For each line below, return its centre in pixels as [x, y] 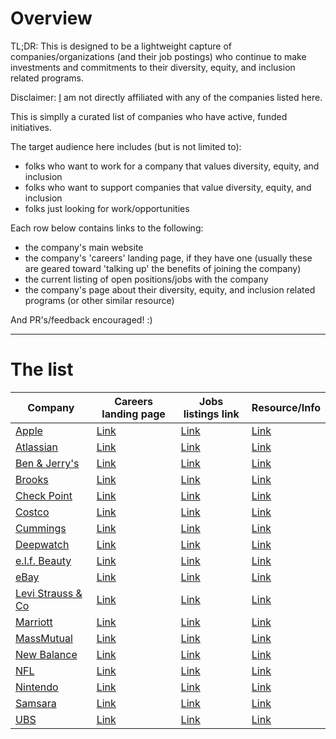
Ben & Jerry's [47, 463]
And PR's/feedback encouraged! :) [81, 319]
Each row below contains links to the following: [107, 228]
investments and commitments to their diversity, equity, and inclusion [153, 67]
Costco [32, 512]
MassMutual [44, 638]
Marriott [34, 622]
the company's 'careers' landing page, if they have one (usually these [168, 258]
